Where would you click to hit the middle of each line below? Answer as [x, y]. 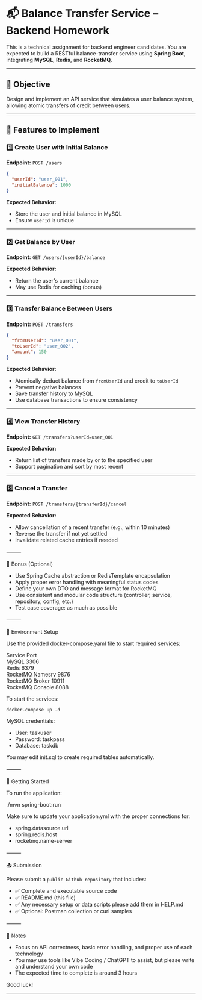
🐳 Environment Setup [32, 631]
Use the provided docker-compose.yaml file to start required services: [93, 643]
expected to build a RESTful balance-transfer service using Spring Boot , [96, 53]
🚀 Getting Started [28, 781]
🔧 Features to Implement [53, 130]
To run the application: [34, 793]
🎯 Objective [28, 85]
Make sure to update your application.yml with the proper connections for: [98, 816]
